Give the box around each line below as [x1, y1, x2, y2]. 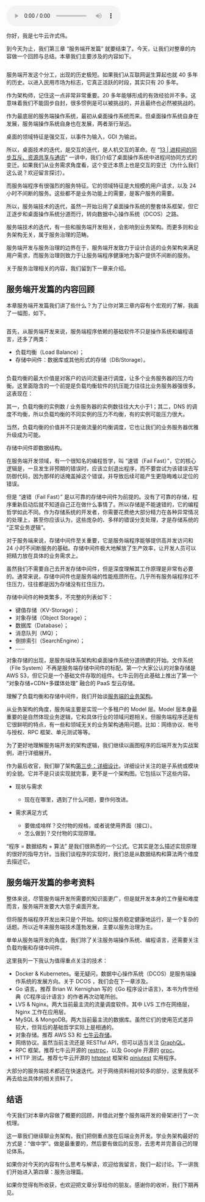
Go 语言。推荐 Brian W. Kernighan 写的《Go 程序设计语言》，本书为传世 [15, 985, 193, 993]
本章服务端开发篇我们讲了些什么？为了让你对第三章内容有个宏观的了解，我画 [6, 301, 199, 309]
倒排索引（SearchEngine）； [15, 637, 85, 644]
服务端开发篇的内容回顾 [6, 284, 95, 295]
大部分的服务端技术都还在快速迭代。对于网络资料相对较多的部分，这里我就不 [6, 1067, 199, 1074]
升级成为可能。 [6, 431, 44, 438]
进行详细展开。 [16, 749, 55, 756]
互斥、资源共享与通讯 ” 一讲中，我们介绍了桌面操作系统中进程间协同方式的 [11, 154, 198, 161]
